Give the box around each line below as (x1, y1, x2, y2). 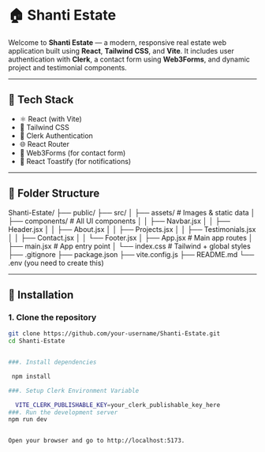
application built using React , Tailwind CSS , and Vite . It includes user (8, 46, 234, 55)
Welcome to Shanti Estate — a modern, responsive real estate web (8, 37, 227, 47)
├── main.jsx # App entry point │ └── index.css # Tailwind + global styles (8, 241, 251, 251)
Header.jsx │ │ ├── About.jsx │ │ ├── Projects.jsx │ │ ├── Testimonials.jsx (8, 224, 256, 233)
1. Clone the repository (8, 312, 97, 323)
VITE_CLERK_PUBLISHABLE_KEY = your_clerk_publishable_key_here (15, 401, 221, 409)
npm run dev (8, 416, 47, 424)
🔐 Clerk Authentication (19, 131, 93, 140)
